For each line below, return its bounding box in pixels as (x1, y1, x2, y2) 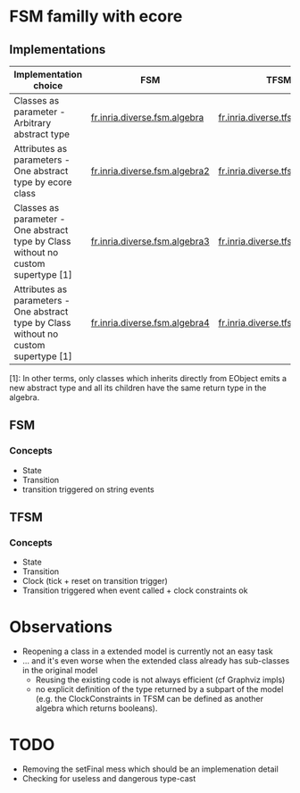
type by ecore (13, 176, 72, 188)
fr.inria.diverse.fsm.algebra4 (90, 317, 210, 329)
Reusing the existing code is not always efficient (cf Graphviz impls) (35, 674, 286, 685)
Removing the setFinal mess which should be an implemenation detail (21, 764, 279, 774)
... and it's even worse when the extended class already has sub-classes (21, 655, 290, 666)
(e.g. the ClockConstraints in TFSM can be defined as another (35, 694, 263, 705)
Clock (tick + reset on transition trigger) (21, 576, 168, 587)
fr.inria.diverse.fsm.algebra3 (90, 235, 210, 247)
